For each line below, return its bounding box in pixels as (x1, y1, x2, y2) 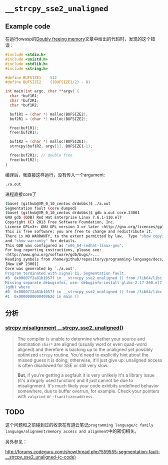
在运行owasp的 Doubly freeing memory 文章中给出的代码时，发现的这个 (5, 36, 151, 41)
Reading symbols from (5, 257, 50, 262)
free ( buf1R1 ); (9, 125, 39, 130)
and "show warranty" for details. (5, 238, 77, 243)
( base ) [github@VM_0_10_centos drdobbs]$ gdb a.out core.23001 (5, 210, 140, 215)
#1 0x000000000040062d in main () (5, 294, 79, 299)
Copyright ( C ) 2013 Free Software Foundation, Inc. (5, 219, 115, 225)
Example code (5, 22, 50, 30)
